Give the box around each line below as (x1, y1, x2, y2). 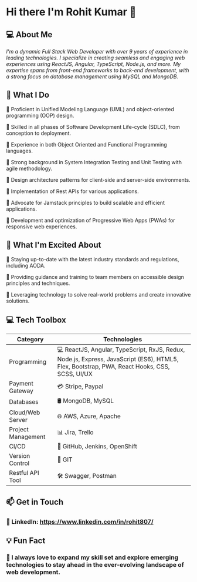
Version (9, 452, 30, 460)
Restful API (9, 469, 39, 477)
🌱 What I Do (6, 90, 50, 100)
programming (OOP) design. (6, 112, 74, 119)
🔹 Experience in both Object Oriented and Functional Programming (6, 141, 167, 148)
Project (9, 425, 29, 434)
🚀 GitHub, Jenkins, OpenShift (57, 443, 138, 451)
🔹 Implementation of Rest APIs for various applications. (6, 188, 139, 195)
